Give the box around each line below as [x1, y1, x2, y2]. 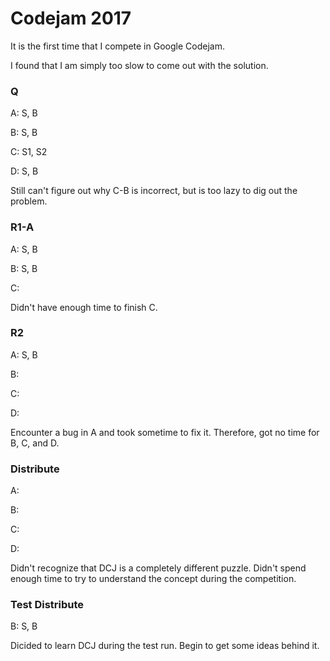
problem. [10, 195, 48, 207]
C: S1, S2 [10, 146, 48, 158]
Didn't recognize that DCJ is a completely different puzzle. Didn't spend [10, 562, 307, 574]
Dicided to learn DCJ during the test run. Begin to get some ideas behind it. [10, 640, 320, 652]
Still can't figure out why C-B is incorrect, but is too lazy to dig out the [10, 185, 298, 197]
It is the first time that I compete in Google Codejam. [10, 40, 225, 52]
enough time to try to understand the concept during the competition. [10, 573, 297, 585]
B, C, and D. [10, 437, 60, 449]
